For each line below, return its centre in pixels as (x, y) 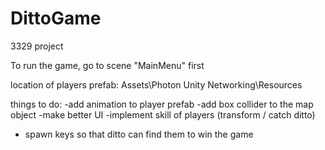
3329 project (37, 46)
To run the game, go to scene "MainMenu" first (107, 65)
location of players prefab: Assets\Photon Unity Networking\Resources (156, 84)
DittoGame (56, 18)
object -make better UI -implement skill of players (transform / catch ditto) (163, 114)
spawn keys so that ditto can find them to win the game (139, 134)
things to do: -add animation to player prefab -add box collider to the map (162, 104)
